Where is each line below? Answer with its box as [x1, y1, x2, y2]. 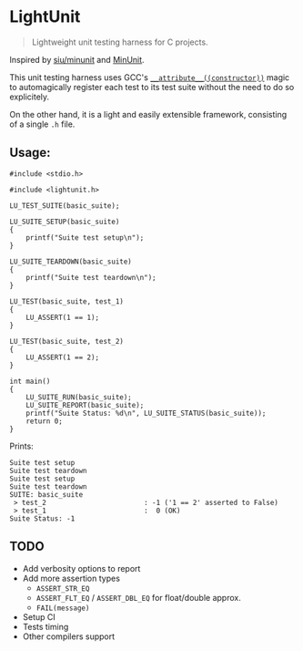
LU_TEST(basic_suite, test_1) [9, 296, 125, 306]
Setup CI [22, 611, 56, 622]
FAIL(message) [35, 604, 90, 613]
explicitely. [9, 91, 50, 102]
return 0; [25, 417, 64, 426]
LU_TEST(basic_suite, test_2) [9, 336, 125, 346]
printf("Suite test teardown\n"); [25, 273, 157, 282]
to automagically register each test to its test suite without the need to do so [9, 81, 295, 92]
